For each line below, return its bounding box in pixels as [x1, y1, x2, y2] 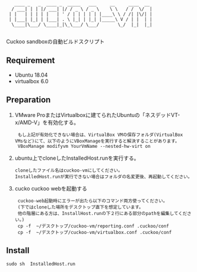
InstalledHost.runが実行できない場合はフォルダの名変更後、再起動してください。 [14, 173, 193, 179]
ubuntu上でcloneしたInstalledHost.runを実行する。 [14, 154, 139, 162]
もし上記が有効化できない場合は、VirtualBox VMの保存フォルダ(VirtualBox [17, 132, 183, 138]
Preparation [6, 95, 51, 105]
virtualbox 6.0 [14, 77, 49, 84]
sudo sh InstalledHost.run [6, 261, 76, 267]
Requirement [6, 55, 55, 66]
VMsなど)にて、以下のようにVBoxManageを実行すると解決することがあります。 [14, 138, 180, 144]
